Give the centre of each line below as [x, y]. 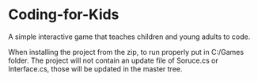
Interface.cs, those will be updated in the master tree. [95, 68]
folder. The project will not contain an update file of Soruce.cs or [114, 60]
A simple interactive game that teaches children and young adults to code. [129, 37]
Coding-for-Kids [64, 15]
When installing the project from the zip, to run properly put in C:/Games [126, 52]
